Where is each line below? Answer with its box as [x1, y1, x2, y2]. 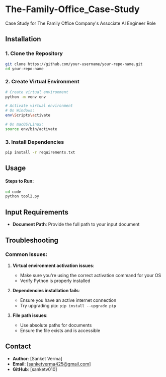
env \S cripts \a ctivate [5, 113, 51, 118]
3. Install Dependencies [5, 138, 64, 145]
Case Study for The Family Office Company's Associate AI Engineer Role [5, 20, 156, 26]
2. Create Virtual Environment [5, 78, 79, 85]
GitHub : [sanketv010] [12, 366, 57, 372]
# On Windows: [5, 108, 35, 113]
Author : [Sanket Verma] [12, 355, 63, 361]
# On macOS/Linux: [5, 122, 44, 127]
